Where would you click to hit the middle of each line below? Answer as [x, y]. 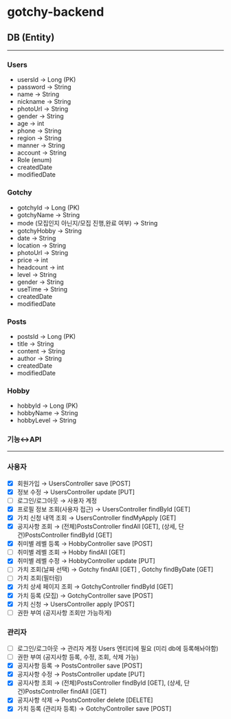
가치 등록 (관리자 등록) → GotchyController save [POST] [94, 709]
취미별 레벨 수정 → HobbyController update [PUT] [86, 561]
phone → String [39, 131]
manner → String [41, 146]
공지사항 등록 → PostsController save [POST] [80, 666]
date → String [36, 238]
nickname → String [44, 102]
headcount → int [40, 267]
